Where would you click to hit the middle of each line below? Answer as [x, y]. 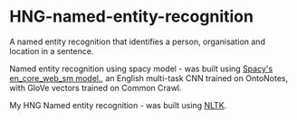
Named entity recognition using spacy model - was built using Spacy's [141, 69]
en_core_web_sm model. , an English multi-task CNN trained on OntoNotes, [148, 78]
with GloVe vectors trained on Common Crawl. [96, 88]
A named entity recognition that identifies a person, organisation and [137, 42]
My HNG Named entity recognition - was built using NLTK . [118, 105]
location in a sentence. [52, 51]
